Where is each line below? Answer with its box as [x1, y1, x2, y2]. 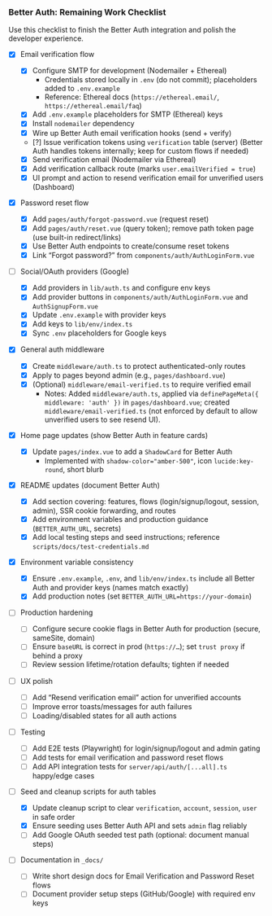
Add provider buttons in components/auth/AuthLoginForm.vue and [32, 292, 248, 302]
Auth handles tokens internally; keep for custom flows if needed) [32, 146, 249, 156]
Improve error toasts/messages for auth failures [32, 701, 192, 711]
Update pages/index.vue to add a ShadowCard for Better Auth [32, 446, 233, 456]
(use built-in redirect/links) [32, 232, 122, 242]
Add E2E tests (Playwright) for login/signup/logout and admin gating [32, 743, 261, 753]
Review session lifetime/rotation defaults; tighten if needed [32, 660, 230, 669]
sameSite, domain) [32, 633, 96, 643]
